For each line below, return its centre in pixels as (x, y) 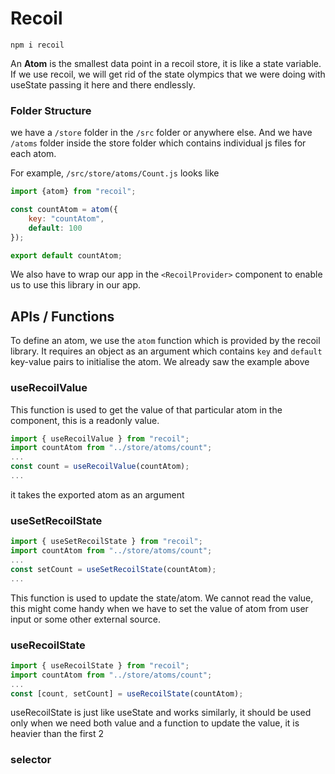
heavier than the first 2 (57, 734)
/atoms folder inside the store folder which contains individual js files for (158, 143)
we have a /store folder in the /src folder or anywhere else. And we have (161, 133)
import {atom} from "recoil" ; (73, 192)
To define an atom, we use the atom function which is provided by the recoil (165, 341)
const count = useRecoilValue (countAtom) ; (100, 467)
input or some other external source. (86, 619)
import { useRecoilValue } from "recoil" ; (100, 438)
